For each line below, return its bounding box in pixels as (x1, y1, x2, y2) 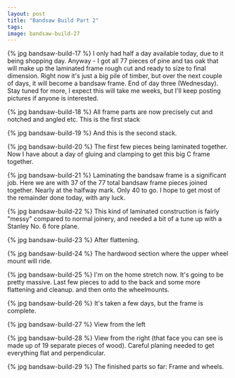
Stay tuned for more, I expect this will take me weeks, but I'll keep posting (7, 87, 222, 95)
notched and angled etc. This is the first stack (7, 115, 141, 124)
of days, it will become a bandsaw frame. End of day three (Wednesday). (7, 79, 219, 88)
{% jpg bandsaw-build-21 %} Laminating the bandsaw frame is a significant (7, 171, 227, 179)
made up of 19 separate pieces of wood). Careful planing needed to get (7, 341, 215, 350)
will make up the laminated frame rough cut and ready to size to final (7, 64, 206, 73)
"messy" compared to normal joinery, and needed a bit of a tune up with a (7, 215, 222, 223)
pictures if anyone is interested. (7, 94, 99, 103)
